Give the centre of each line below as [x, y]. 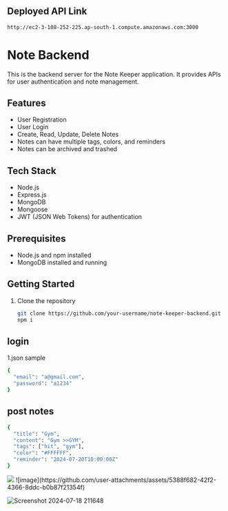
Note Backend [48, 55]
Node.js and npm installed [54, 256]
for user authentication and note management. [73, 81]
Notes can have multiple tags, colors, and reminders [91, 142]
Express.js [32, 195]
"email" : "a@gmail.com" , [49, 377]
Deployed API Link [47, 11]
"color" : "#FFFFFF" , [43, 453]
